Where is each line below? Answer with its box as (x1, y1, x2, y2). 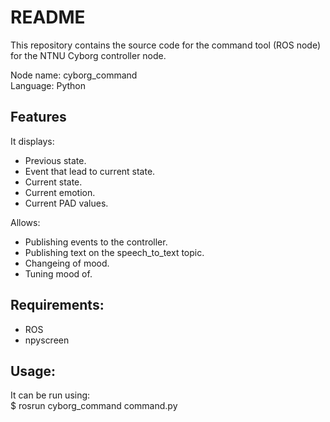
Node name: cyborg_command (10, 69, 138, 81)
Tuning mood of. (24, 267, 93, 280)
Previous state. (24, 154, 87, 166)
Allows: (10, 216, 41, 228)
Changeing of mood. (24, 257, 110, 269)
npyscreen (24, 334, 70, 346)
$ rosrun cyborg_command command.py (10, 400, 178, 412)
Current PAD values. (24, 197, 109, 209)
